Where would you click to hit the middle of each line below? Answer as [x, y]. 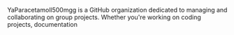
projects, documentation [43, 24]
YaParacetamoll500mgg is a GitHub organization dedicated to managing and [117, 10]
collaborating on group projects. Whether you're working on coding [104, 17]
